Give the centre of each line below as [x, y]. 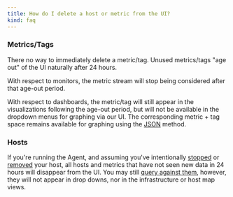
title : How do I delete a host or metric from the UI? [89, 14]
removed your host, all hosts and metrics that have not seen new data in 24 [116, 165]
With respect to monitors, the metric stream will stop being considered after [116, 80]
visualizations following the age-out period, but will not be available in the [113, 109]
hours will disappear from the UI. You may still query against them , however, [117, 173]
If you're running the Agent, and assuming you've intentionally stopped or [113, 157]
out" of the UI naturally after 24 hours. [62, 67]
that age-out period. [36, 88]
